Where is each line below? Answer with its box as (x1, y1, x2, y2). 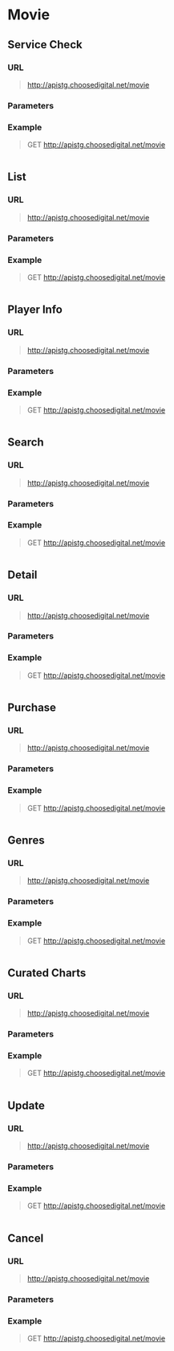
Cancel (7, 1231, 44, 1245)
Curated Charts (7, 966, 87, 979)
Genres (7, 834, 45, 848)
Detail (7, 569, 38, 582)
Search (7, 436, 45, 450)
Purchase (7, 701, 57, 715)
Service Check (7, 38, 83, 51)
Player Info (7, 303, 63, 317)
